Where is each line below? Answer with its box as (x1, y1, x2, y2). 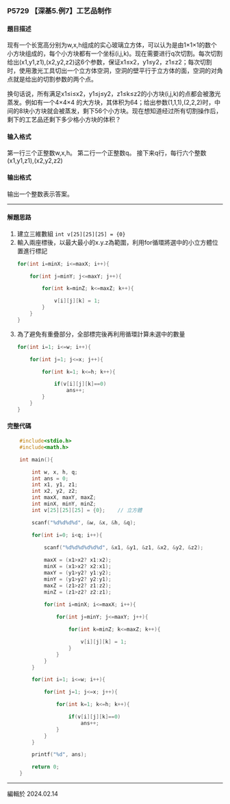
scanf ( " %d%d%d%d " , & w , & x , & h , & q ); (31, 519, 136, 526)
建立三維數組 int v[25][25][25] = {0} (16, 230, 126, 238)
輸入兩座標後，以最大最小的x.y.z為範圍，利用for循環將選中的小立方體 (16, 238, 212, 246)
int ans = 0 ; (31, 475, 69, 482)
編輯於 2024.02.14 (7, 790, 58, 798)
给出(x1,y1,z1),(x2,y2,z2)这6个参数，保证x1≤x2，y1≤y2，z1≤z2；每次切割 (7, 58, 212, 66)
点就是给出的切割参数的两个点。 (7, 75, 97, 84)
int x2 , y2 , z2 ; (31, 488, 78, 495)
